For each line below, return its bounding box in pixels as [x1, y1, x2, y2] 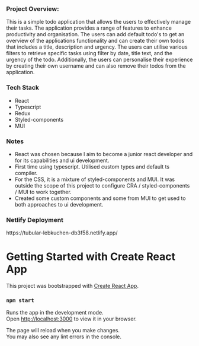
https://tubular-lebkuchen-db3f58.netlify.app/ [6, 229, 118, 236]
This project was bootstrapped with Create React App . [6, 282, 139, 290]
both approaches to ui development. [14, 201, 104, 208]
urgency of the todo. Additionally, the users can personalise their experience [6, 56, 193, 64]
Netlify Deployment [6, 215, 64, 224]
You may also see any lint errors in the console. [6, 333, 121, 340]
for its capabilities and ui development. [14, 157, 110, 164]
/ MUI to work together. [14, 188, 72, 195]
